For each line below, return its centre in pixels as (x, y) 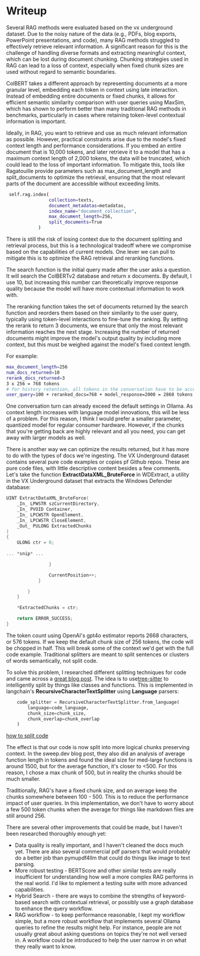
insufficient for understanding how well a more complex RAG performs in (104, 877)
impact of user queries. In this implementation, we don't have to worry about (100, 803)
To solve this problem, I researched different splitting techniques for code (96, 672)
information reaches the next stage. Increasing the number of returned (93, 332)
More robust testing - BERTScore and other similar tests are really (96, 871)
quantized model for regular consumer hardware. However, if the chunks (95, 425)
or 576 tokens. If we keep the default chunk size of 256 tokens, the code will (100, 641)
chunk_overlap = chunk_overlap (64, 719)
